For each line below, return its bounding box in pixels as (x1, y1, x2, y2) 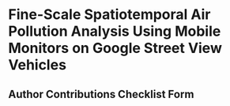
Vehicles (8, 56, 67, 74)
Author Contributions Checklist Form (8, 87, 194, 100)
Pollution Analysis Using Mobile (8, 22, 221, 40)
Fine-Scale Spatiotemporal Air (8, 6, 211, 24)
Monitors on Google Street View (8, 40, 223, 57)
